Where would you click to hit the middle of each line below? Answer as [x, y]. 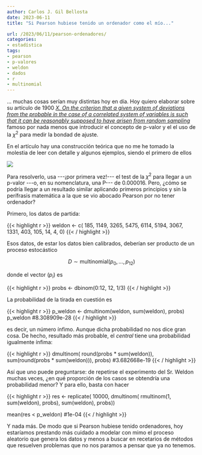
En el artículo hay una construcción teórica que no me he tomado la [90, 146]
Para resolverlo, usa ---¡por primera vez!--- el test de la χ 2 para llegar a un [99, 176]
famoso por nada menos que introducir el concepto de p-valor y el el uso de [101, 127]
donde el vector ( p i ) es [35, 276]
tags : [14, 51]
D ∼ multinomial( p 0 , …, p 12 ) [102, 262]
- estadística [25, 45]
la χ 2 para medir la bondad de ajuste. [53, 134]
